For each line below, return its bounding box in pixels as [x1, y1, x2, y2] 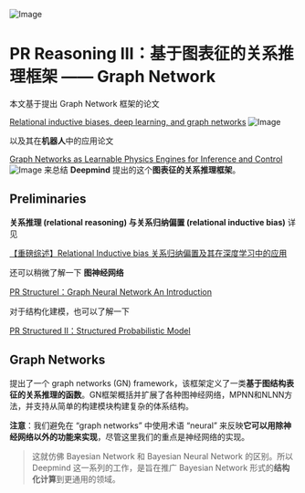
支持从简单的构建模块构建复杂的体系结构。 [33, 400, 194, 411]
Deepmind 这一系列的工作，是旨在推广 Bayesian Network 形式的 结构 [31, 462, 290, 473]
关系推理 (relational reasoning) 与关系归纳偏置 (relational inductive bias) [9, 216, 286, 227]
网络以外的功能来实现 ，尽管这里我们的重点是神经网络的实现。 [16, 431, 249, 442]
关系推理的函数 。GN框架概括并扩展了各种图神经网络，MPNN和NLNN [25, 389, 285, 400]
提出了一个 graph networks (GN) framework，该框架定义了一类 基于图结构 [9, 377, 287, 388]
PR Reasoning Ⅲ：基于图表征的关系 [9, 44, 279, 64]
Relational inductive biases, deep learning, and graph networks [9, 116, 247, 127]
